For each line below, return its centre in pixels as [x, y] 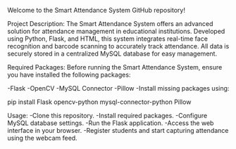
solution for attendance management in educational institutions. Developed [116, 31]
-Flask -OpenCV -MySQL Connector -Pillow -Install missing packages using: [118, 88]
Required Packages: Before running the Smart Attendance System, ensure [115, 67]
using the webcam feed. [42, 138]
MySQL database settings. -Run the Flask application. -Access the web [111, 123]
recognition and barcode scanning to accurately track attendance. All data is [118, 46]
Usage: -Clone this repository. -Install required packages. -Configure [107, 116]
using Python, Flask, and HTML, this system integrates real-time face [107, 39]
